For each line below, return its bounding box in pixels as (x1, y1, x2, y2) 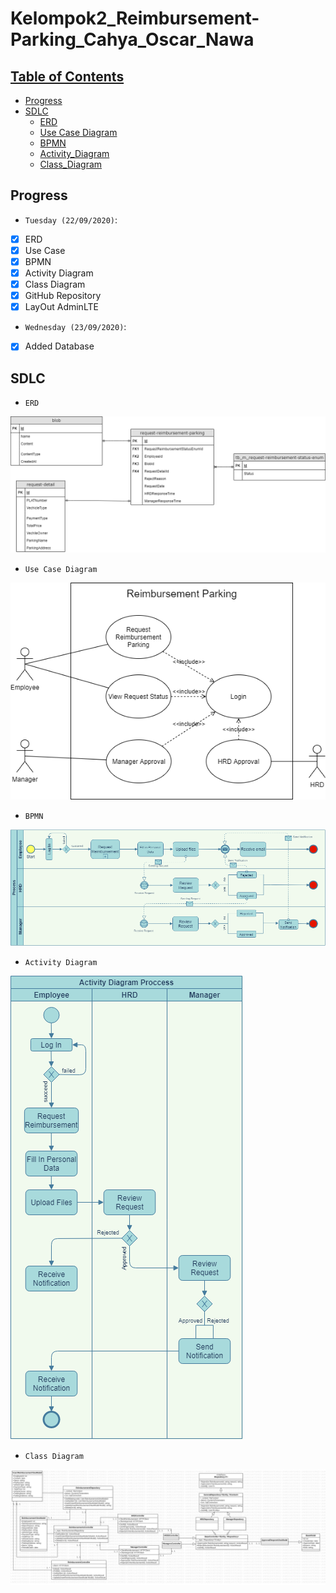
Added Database (24, 340, 95, 352)
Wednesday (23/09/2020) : (24, 321, 127, 333)
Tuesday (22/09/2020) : (24, 213, 118, 226)
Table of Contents (10, 68, 125, 85)
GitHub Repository (24, 290, 102, 302)
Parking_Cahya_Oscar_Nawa (10, 28, 255, 51)
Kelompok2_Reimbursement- (10, 7, 260, 30)
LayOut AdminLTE (24, 301, 99, 313)
